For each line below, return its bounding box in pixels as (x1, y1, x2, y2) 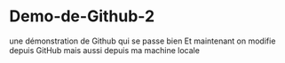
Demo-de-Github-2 (9, 6, 155, 27)
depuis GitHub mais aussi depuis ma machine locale (9, 44, 200, 55)
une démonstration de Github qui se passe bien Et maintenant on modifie (9, 35, 276, 46)
